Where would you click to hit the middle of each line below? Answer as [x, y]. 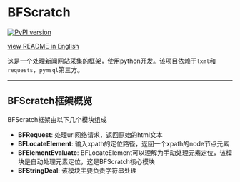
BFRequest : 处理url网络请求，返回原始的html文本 [90, 135]
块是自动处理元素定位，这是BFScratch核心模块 [86, 161]
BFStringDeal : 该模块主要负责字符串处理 [77, 170]
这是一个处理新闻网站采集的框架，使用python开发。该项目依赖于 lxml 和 [112, 61]
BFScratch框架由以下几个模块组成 [57, 119]
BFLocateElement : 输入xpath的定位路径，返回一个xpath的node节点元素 [124, 143]
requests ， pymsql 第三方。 [46, 69]
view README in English [44, 46]
